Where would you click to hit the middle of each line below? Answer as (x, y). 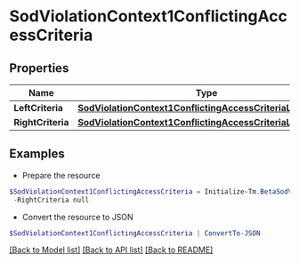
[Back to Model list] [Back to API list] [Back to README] (111, 250)
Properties (39, 68)
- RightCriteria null (51, 200)
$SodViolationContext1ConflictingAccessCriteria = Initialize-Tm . (135, 191)
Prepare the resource (61, 175)
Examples (37, 154)
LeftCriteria (39, 108)
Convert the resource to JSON (77, 217)
